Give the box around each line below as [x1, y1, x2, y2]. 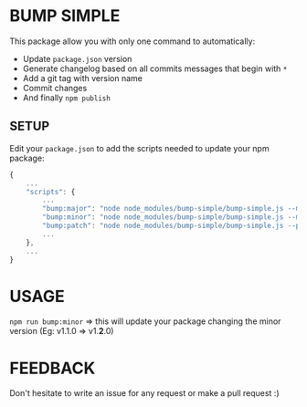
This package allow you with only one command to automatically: [9, 36, 256, 47]
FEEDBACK [9, 358, 96, 379]
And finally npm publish [22, 92, 111, 103]
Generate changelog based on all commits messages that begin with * [22, 63, 288, 74]
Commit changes [22, 82, 88, 93]
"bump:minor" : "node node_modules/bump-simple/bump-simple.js [42, 213, 284, 222]
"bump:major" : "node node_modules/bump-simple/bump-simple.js [42, 204, 284, 214]
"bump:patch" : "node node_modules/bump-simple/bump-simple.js [42, 221, 284, 230]
